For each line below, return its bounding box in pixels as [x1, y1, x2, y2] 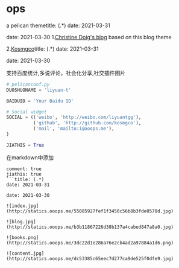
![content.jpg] [6, 250, 45, 257]
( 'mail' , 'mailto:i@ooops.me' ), [33, 126, 115, 132]
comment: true [6, 165, 42, 172]
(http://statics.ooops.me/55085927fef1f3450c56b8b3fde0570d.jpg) [6, 208, 174, 214]
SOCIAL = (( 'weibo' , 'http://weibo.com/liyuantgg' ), [6, 114, 142, 121]
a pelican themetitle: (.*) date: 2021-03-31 [6, 22, 110, 29]
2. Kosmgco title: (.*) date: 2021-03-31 [6, 45, 99, 53]
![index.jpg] [6, 203, 39, 209]
